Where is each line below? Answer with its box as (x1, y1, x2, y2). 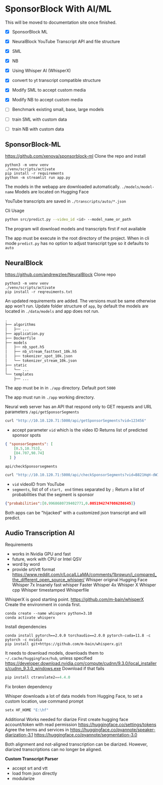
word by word (12, 561, 40, 567)
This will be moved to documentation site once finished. (5, 19, 117, 25)
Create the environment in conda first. (5, 602, 81, 608)
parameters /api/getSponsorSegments (5, 409, 79, 415)
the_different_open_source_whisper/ (12, 577, 85, 583)
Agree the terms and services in (5, 727, 69, 733)
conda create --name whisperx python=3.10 (5, 611, 92, 616)
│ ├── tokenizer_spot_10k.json (5, 354, 73, 359)
